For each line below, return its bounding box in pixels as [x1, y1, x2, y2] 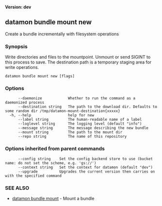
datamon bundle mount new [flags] [5, 74, 75, 79]
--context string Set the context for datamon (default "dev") [17, 165, 153, 170]
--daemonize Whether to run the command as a [17, 96, 136, 101]
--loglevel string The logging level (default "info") [17, 121, 142, 127]
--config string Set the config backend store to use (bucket [17, 156, 153, 161]
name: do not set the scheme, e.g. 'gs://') [5, 160, 97, 165]
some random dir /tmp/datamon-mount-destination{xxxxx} [5, 109, 120, 113]
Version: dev [5, 4, 32, 10]
